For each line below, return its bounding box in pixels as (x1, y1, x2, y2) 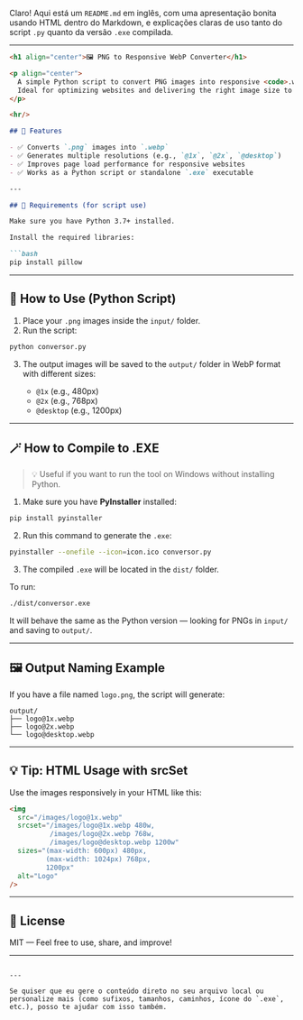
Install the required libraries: (9, 234, 135, 243)
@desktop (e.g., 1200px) (35, 405, 123, 416)
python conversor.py (9, 342, 87, 351)
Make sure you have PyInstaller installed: (22, 496, 178, 508)
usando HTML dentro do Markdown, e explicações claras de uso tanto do (9, 17, 283, 28)
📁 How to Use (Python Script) (9, 291, 177, 307)
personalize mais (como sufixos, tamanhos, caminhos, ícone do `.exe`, (9, 995, 284, 1004)
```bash (9, 250, 39, 259)
